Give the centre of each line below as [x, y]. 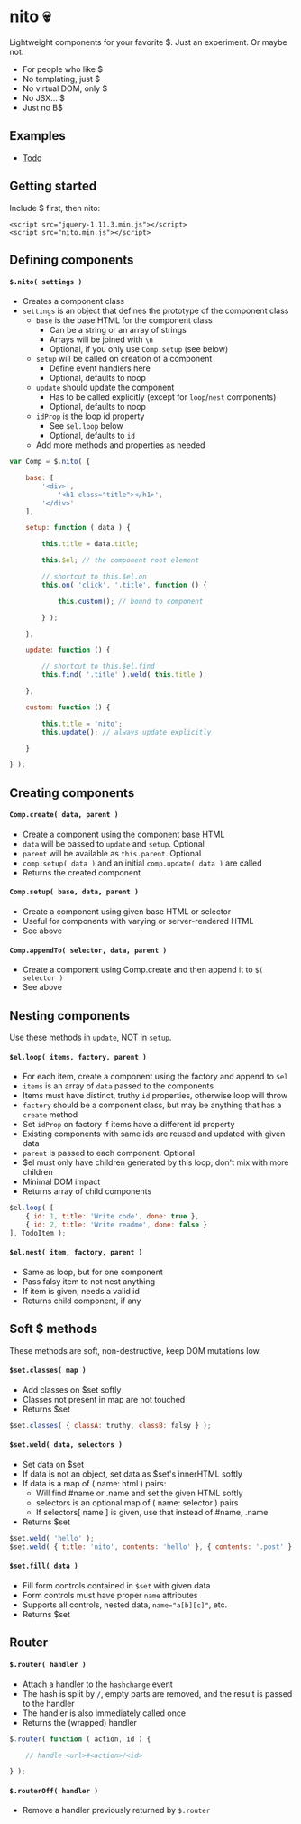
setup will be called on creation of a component [124, 359]
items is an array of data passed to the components [118, 1086]
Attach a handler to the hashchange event [97, 1684]
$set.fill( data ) [44, 1566]
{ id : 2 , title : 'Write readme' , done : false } [116, 1225]
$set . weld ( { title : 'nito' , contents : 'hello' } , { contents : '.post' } [151, 1546]
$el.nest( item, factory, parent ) [76, 1253]
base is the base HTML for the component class [124, 320]
